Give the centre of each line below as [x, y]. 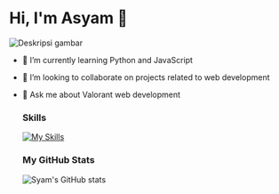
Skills [34, 117]
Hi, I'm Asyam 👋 [68, 18]
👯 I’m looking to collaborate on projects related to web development [146, 77]
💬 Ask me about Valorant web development [101, 94]
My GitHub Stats [58, 160]
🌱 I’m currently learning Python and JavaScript [108, 60]
